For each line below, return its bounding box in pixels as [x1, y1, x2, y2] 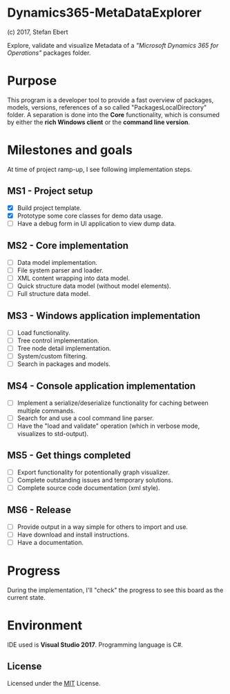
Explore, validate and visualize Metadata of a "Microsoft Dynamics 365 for [7, 41, 219, 49]
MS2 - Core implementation [7, 240, 129, 252]
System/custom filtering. [17, 352, 88, 360]
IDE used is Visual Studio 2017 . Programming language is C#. [7, 640, 183, 649]
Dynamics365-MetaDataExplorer [7, 5, 202, 21]
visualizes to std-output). [17, 430, 88, 438]
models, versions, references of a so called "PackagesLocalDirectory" [7, 103, 207, 112]
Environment [7, 618, 83, 634]
